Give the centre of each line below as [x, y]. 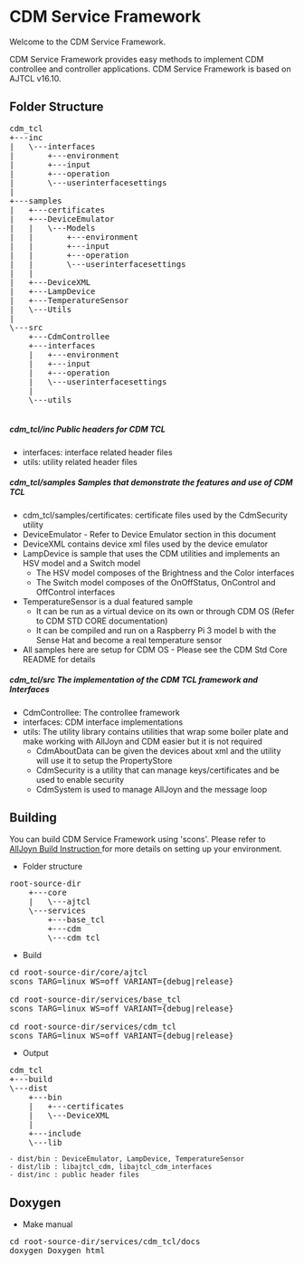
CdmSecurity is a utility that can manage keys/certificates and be [158, 770]
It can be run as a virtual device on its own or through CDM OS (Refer [165, 611]
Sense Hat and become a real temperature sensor [129, 640]
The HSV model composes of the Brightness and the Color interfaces [165, 573]
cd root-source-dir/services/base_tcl [95, 1000]
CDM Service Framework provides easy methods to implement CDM [137, 59]
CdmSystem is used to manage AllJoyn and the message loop [152, 789]
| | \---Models [52, 228]
